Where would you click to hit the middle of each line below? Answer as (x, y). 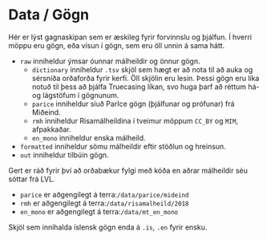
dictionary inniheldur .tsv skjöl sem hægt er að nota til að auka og (142, 69)
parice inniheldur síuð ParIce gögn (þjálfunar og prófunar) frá (133, 104)
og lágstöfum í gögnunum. (75, 95)
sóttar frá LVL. (32, 179)
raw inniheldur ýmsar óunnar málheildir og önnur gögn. (110, 61)
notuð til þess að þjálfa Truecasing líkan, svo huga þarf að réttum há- (146, 87)
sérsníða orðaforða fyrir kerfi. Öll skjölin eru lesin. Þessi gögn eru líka (146, 78)
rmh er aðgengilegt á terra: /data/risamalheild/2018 (104, 203)
